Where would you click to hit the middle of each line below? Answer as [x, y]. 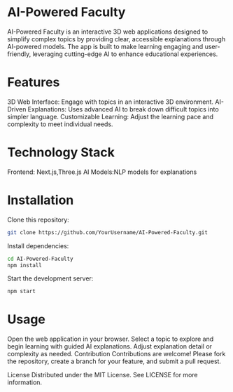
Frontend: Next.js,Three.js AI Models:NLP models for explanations [102, 172]
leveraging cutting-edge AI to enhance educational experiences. [125, 54]
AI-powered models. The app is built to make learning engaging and [105, 46]
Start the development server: [50, 278]
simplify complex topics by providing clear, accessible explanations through [116, 39]
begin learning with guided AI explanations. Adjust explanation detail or [110, 346]
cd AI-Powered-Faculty [40, 259]
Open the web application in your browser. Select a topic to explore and [111, 339]
